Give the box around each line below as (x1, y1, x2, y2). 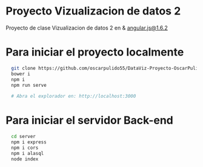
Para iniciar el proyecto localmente (5, 45, 184, 59)
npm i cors (11, 145, 39, 151)
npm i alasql (11, 150, 44, 156)
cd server (11, 134, 36, 140)
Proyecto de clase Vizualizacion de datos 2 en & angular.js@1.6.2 (5, 24, 168, 31)
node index (11, 156, 39, 162)
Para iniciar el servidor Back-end (5, 113, 173, 127)
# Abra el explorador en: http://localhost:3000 (11, 93, 136, 99)
